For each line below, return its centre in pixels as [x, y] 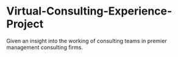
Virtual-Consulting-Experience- [89, 11]
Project [25, 24]
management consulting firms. [45, 47]
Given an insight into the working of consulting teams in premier [87, 41]
